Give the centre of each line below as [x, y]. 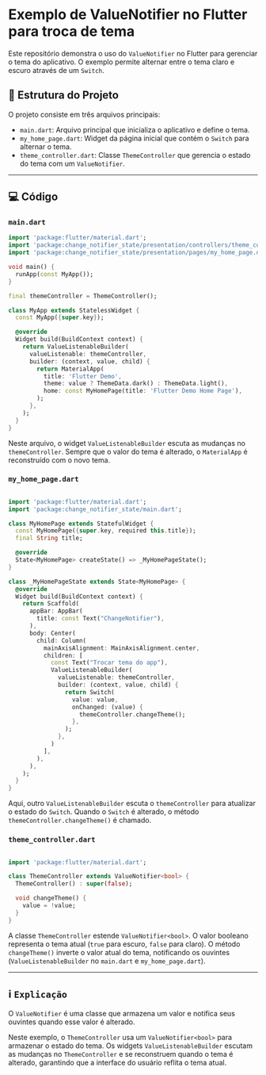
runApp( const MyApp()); [54, 274]
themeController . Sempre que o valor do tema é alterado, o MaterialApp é [128, 451]
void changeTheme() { [51, 898]
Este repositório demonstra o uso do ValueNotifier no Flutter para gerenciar [133, 53]
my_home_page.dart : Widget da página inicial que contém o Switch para [134, 138]
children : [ [63, 655]
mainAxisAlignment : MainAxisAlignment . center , [122, 648]
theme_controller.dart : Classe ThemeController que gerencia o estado [135, 155]
